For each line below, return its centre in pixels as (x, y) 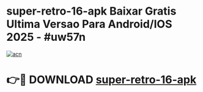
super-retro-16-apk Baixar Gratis (91, 11)
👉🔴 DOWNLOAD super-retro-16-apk (102, 80)
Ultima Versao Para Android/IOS (89, 24)
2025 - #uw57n (46, 37)
